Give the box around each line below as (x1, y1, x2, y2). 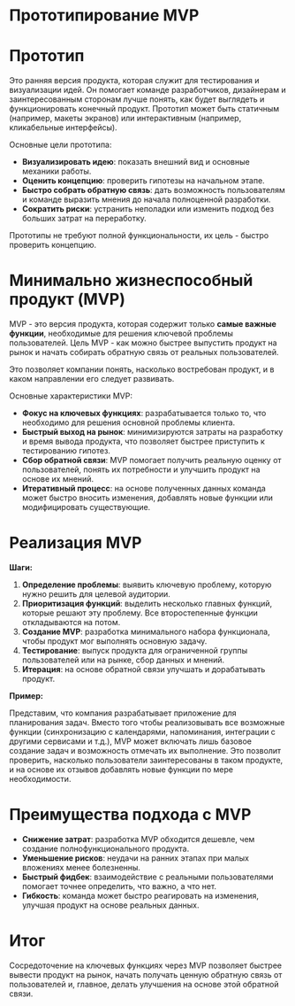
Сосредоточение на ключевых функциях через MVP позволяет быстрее (9, 960, 283, 971)
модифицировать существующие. (21, 502, 151, 513)
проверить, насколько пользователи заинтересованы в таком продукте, (9, 754, 284, 765)
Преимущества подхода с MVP (9, 805, 252, 824)
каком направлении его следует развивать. (9, 374, 175, 384)
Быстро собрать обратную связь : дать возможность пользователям (21, 185, 285, 196)
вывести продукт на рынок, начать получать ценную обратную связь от (9, 969, 283, 979)
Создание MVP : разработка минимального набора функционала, (21, 626, 271, 637)
